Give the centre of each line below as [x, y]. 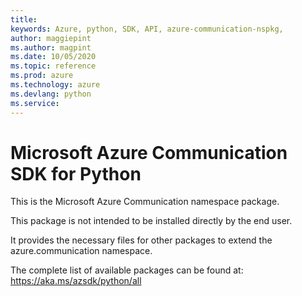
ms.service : [35, 103]
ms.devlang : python [51, 94]
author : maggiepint [51, 38]
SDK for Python [76, 173]
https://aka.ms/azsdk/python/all [76, 281]
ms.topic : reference [53, 66]
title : [24, 19]
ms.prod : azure [42, 76]
